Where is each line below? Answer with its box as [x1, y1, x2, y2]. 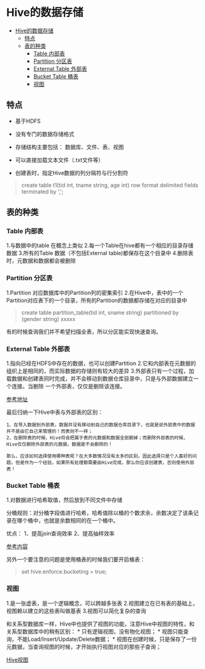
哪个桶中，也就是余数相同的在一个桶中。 [16, 517, 119, 524]
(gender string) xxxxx [21, 315, 76, 322]
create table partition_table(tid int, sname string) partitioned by [21, 309, 179, 316]
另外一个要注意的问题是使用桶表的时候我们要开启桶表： [6, 556, 145, 563]
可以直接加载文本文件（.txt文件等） [15, 156, 104, 164]
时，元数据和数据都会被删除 [6, 257, 76, 264]
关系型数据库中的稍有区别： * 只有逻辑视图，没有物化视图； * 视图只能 [6, 627, 184, 635]
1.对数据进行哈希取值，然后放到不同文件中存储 [6, 496, 123, 504]
